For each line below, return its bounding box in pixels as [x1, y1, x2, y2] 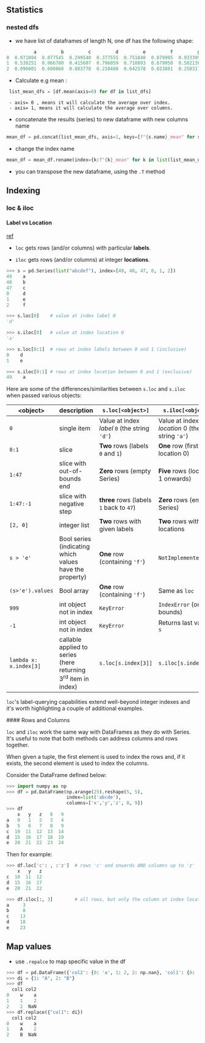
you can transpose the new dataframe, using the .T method [15, 168, 165, 175]
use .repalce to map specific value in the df [15, 958, 126, 965]
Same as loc [158, 587, 194, 595]
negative [59, 500, 84, 508]
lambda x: [9, 656, 38, 664]
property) [59, 573, 87, 581]
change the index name [15, 145, 75, 152]
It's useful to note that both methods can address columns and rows [6, 734, 178, 742]
